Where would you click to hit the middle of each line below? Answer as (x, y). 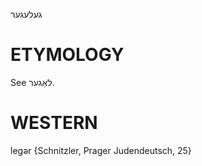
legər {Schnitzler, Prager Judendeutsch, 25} (101, 150)
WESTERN (54, 123)
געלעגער (26, 14)
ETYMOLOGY (67, 55)
